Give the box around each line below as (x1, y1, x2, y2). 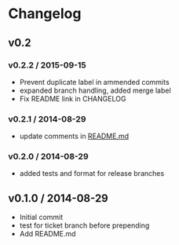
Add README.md (19, 229, 76, 239)
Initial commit (19, 213, 64, 222)
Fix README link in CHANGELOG (19, 93, 126, 103)
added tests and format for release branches (19, 169, 165, 178)
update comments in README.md (19, 131, 130, 141)
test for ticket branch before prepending (19, 221, 150, 230)
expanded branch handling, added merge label (19, 86, 171, 95)
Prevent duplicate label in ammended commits (19, 77, 170, 86)
